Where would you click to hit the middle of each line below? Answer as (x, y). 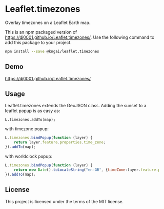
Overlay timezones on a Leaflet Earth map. (48, 23)
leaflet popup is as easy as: (32, 111)
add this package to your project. (38, 42)
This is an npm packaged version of (41, 32)
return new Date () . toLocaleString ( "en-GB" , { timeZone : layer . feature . (86, 170)
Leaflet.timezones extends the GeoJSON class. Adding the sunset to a (76, 106)
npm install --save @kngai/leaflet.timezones (52, 51)
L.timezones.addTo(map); (30, 120)
